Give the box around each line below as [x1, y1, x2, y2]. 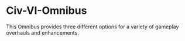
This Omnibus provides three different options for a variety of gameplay [6, 23, 179, 30]
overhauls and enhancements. [6, 29, 79, 36]
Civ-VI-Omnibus [6, 4, 87, 17]
